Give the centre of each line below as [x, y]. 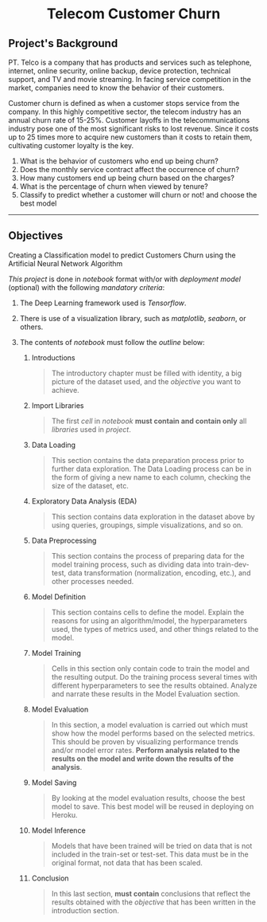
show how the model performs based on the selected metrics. [153, 733]
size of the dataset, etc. [90, 485]
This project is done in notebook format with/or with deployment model [124, 279]
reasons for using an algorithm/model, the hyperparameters [149, 620]
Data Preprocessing [64, 540]
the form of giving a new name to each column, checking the [151, 477]
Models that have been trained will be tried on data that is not [152, 845]
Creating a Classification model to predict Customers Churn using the [122, 255]
